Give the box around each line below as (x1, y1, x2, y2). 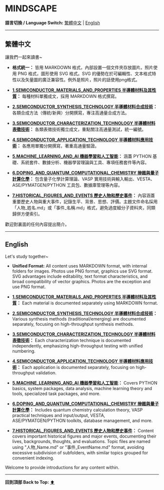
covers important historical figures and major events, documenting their (12, 433, 157, 439)
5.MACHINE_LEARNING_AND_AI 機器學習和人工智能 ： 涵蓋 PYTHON (12, 153, 152, 159)
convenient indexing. (12, 455, 55, 461)
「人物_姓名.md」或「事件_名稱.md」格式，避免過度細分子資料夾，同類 (12, 204, 156, 211)
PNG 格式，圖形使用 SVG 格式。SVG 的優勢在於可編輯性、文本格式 (18, 71, 152, 76)
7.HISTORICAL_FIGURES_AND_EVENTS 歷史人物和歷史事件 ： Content (12, 427, 154, 434)
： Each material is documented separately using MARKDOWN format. (16, 300, 158, 306)
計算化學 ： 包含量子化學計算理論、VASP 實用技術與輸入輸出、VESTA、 (12, 176, 155, 182)
